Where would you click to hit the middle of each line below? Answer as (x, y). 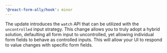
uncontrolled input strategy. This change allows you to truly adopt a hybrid (83, 29)
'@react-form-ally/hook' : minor (39, 10)
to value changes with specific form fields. (49, 45)
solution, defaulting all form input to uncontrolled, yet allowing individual (79, 34)
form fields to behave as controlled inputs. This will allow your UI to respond (84, 40)
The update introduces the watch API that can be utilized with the (72, 24)
